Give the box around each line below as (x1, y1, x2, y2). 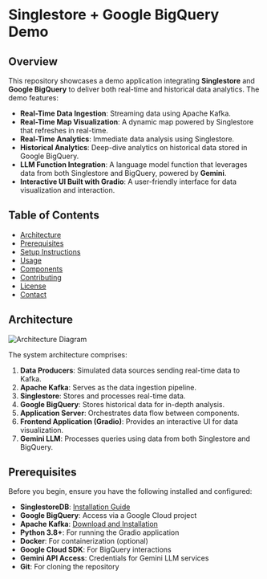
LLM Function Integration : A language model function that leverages (19, 160, 248, 169)
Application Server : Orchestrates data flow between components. (19, 408, 240, 418)
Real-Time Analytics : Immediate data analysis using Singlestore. (19, 134, 235, 144)
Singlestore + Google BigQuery (8, 6, 220, 24)
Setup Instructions (19, 247, 81, 256)
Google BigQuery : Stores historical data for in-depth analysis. (19, 399, 225, 409)
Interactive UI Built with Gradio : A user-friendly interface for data (19, 177, 237, 186)
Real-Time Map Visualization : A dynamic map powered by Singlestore (19, 117, 254, 126)
